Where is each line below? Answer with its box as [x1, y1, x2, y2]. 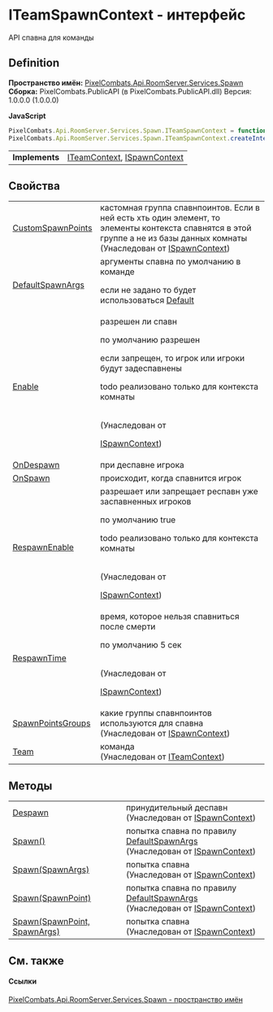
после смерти [100, 621, 156, 632]
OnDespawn [12, 460, 60, 471]
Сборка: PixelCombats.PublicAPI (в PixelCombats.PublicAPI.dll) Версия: [8, 86, 252, 96]
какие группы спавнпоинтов [100, 708, 213, 719]
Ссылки [8, 976, 37, 986]
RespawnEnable [12, 542, 75, 553]
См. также [8, 953, 65, 967]
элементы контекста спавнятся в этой [100, 222, 252, 233]
